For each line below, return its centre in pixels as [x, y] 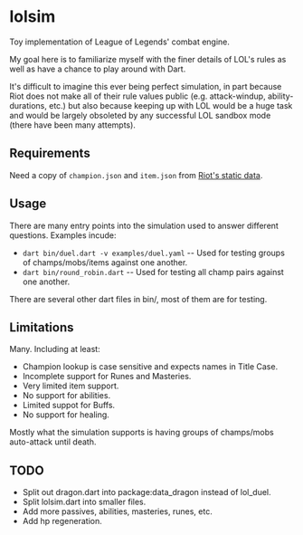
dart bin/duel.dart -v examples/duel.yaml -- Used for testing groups [153, 253]
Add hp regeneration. [62, 521]
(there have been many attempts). [72, 125]
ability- [280, 96]
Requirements [50, 153]
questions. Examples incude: [63, 235]
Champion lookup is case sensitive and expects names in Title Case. [150, 367]
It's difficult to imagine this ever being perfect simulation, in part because [146, 86]
